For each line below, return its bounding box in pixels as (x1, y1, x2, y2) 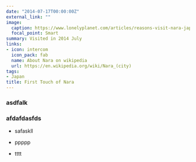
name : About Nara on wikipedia (11, 57, 87, 63)
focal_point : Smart (11, 30, 59, 36)
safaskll (14, 127, 33, 135)
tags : (6, 68, 19, 74)
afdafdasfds (6, 114, 42, 122)
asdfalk (6, 98, 28, 106)
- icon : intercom (6, 47, 48, 53)
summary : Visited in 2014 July (6, 36, 82, 42)
